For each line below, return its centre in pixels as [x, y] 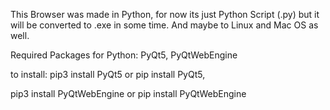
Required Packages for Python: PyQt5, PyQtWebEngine [124, 55]
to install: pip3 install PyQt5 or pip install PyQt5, [108, 74]
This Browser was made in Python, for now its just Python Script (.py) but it [165, 14]
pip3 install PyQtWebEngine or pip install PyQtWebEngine [128, 93]
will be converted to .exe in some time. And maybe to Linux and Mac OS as [164, 25]
